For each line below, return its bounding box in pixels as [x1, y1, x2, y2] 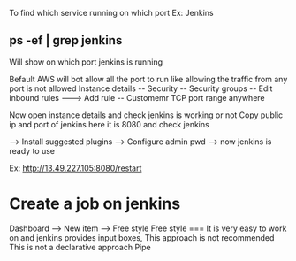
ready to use [9, 145, 56, 156]
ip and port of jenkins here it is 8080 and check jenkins [9, 119, 209, 129]
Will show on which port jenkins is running [9, 57, 163, 67]
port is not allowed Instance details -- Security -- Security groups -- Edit [9, 83, 273, 94]
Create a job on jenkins [9, 194, 181, 213]
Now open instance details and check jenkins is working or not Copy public [9, 110, 284, 120]
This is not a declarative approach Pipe [9, 242, 152, 252]
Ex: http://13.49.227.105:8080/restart [9, 163, 142, 173]
